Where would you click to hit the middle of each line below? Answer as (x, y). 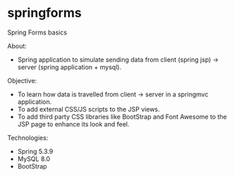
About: (17, 46)
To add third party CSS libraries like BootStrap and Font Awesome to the (122, 117)
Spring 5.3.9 (35, 151)
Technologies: (28, 138)
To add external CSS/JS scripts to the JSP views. (88, 109)
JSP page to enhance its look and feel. (73, 124)
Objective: (22, 80)
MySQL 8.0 (34, 159)
